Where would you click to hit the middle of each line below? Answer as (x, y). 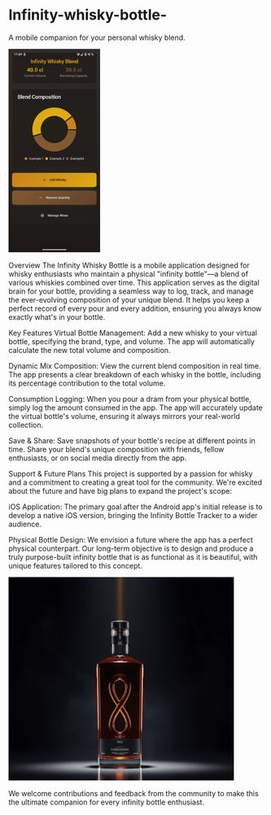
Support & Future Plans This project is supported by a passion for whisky (131, 473)
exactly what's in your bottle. (57, 317)
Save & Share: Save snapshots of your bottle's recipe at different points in (132, 440)
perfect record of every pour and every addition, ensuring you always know (135, 308)
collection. (26, 425)
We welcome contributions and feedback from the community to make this (133, 793)
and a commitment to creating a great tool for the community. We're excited (135, 482)
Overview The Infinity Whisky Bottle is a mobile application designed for (129, 265)
